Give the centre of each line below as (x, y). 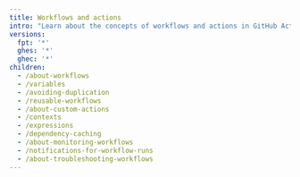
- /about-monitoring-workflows (75, 142)
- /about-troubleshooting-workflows (85, 159)
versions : (28, 34)
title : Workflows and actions (66, 17)
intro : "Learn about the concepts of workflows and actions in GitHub (143, 26)
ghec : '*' (35, 59)
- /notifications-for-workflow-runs (85, 150)
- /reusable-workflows (59, 101)
